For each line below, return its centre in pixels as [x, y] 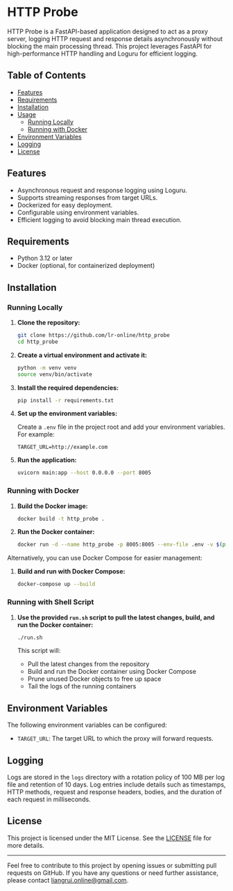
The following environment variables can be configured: [87, 725]
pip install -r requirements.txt [66, 400]
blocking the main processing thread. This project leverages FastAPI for [110, 46]
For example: [36, 434]
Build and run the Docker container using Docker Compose [112, 672]
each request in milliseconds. [49, 799]
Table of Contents [47, 76]
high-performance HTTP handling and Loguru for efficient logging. [102, 54]
